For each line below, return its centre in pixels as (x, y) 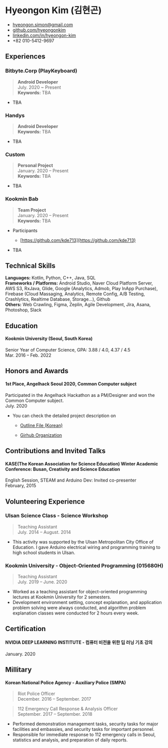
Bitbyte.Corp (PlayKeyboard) (41, 71)
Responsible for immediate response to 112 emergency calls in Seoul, (84, 735)
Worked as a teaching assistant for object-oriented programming (80, 592)
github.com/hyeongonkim (39, 30)
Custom (15, 154)
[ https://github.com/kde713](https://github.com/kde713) (78, 240)
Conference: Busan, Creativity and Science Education (63, 469)
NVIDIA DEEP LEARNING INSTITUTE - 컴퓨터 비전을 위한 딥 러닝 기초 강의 (79, 642)
